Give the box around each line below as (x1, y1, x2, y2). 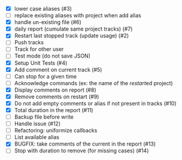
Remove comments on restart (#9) (14, 93, 99, 100)
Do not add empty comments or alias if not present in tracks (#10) (14, 99, 177, 107)
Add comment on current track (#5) (14, 66, 102, 73)
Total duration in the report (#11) (14, 106, 93, 113)
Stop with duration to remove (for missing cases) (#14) (14, 147, 149, 155)
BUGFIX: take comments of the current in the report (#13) (14, 140, 156, 147)
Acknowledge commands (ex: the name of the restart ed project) (14, 79, 173, 86)
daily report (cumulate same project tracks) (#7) (14, 25, 133, 32)
